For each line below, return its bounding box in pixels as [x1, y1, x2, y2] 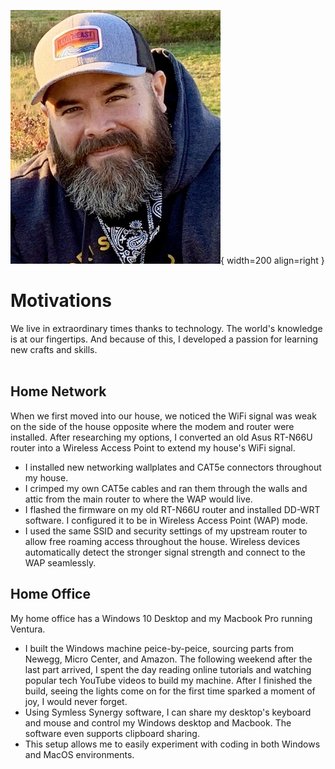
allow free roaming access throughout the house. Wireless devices [24, 535, 301, 547]
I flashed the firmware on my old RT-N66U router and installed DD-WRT [24, 503, 321, 515]
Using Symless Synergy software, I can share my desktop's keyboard [24, 706, 312, 718]
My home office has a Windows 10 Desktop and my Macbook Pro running [10, 612, 313, 624]
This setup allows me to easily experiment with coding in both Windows [24, 738, 321, 750]
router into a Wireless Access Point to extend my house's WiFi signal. [10, 441, 296, 454]
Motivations [10, 290, 112, 312]
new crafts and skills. [10, 343, 98, 355]
